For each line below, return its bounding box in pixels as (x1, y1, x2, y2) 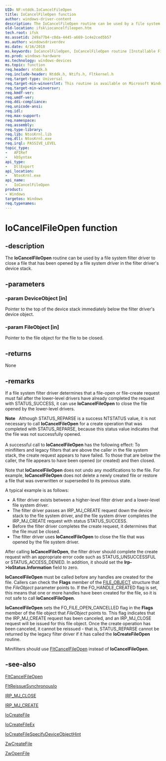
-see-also (5, 660, 36, 669)
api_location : (5, 169, 35, 174)
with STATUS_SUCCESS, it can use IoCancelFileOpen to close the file (5, 400, 147, 407)
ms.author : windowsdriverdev (5, 40, 65, 45)
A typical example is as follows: (5, 487, 69, 493)
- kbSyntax (5, 155, 32, 160)
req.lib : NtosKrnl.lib (5, 132, 52, 137)
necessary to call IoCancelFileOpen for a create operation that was (5, 420, 142, 426)
